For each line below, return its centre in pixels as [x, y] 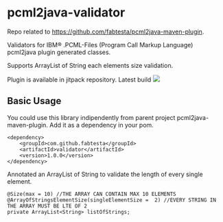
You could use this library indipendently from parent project [91, 117]
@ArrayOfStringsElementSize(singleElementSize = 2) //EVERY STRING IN [111, 200]
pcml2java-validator [66, 13]
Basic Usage [34, 101]
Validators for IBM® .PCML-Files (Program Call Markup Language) [100, 45]
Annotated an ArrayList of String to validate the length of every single [105, 174]
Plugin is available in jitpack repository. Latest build [79, 79]
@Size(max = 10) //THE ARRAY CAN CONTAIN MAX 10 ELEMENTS [92, 194]
